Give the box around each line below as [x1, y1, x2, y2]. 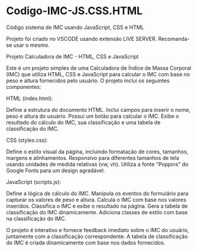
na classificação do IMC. [6, 215, 66, 222]
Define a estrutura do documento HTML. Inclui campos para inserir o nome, [6, 106, 191, 113]
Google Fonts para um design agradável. [6, 167, 105, 174]
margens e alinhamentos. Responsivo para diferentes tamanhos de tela [6, 154, 179, 161]
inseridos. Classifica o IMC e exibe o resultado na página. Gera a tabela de [6, 202, 188, 210]
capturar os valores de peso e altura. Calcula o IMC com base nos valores [6, 196, 186, 203]
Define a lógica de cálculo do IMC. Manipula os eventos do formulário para [6, 189, 189, 197]
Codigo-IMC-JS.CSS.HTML [6, 4, 143, 18]
